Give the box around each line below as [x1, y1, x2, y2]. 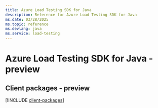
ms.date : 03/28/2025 [5, 17, 49, 22]
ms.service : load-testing [5, 31, 60, 36]
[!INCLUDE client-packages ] [5, 97, 64, 103]
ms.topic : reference [5, 21, 49, 27]
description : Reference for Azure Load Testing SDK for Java [5, 12, 137, 17]
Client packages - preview [5, 84, 90, 92]
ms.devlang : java [5, 26, 42, 31]
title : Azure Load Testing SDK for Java [5, 7, 92, 13]
